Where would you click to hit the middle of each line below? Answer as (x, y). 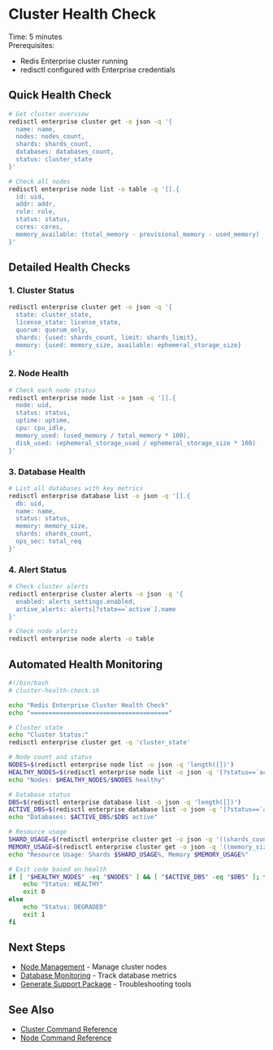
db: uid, (30, 503)
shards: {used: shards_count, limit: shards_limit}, (107, 337)
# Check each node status (52, 390)
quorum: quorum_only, (52, 330)
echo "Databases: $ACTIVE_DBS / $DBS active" (83, 818)
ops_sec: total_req (49, 541)
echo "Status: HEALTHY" (63, 884)
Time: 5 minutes (35, 37)
